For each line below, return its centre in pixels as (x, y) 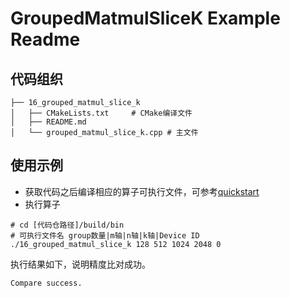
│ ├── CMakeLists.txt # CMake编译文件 (101, 113)
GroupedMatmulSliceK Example (145, 18)
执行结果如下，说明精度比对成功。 (80, 264)
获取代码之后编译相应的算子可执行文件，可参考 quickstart (142, 191)
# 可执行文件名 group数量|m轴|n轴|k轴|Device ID (105, 235)
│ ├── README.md (48, 122)
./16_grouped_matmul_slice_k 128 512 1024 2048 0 (116, 244)
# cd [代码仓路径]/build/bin (67, 225)
